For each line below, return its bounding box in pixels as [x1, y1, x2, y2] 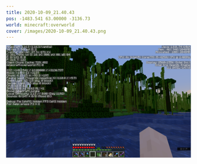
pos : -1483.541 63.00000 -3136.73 [6, 15, 91, 22]
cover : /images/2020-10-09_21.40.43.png [6, 28, 107, 34]
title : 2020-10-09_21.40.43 [6, 9, 75, 15]
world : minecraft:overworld [6, 22, 75, 28]
